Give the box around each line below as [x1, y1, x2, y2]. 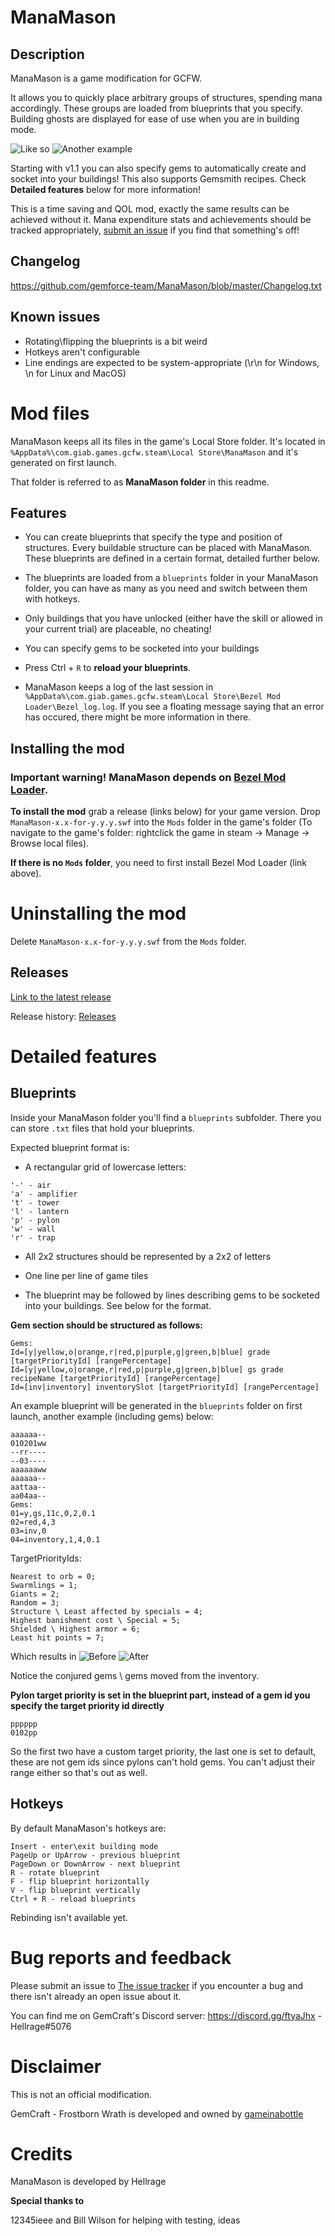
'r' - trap [10, 1232, 56, 1243]
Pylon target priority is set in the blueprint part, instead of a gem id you [10, 1689, 311, 1701]
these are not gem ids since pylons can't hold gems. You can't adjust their [10, 1756, 316, 1768]
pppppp [10, 1719, 38, 1729]
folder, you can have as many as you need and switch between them [24, 582, 308, 595]
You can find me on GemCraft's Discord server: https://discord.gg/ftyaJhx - [10, 2009, 323, 2021]
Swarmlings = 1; [10, 1580, 78, 1590]
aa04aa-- [10, 1491, 47, 1501]
